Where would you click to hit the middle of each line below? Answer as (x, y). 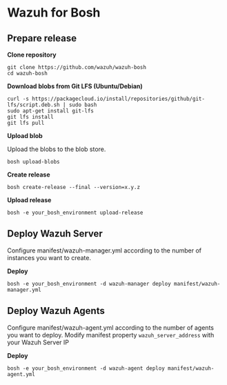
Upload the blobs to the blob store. (57, 149)
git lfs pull (26, 123)
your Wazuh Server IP (38, 342)
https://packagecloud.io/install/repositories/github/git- (119, 99)
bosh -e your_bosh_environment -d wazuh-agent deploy (86, 368)
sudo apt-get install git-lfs (51, 111)
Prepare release (42, 38)
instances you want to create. (49, 257)
